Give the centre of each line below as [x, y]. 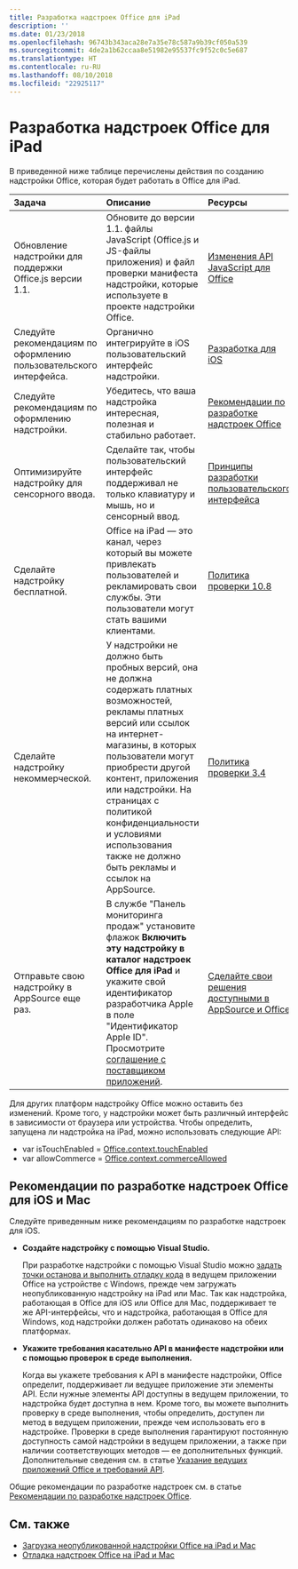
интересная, [133, 412]
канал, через [134, 541]
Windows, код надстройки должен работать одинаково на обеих [145, 1322]
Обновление [41, 245]
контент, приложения [152, 778]
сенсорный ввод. [143, 516]
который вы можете [149, 553]
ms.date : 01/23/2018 [47, 34]
